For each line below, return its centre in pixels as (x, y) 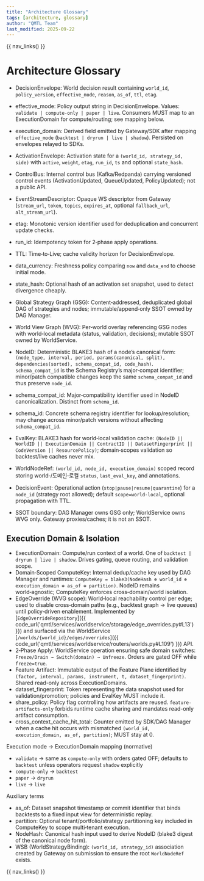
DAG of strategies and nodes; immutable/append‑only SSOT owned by (104, 309)
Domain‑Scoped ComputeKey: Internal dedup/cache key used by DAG (103, 572)
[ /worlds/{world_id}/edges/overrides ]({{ (67, 637)
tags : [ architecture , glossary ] (47, 18)
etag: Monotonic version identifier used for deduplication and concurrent (107, 224)
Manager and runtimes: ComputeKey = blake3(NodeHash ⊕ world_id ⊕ (101, 579)
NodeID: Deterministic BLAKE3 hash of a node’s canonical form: (95, 352)
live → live (30, 784)
